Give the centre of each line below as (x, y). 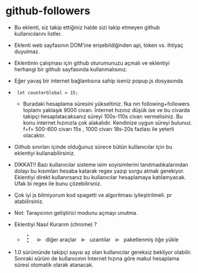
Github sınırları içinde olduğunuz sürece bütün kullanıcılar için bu (93, 147)
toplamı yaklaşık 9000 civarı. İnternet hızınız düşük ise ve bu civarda (106, 110)
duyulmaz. (27, 51)
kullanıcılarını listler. (38, 33)
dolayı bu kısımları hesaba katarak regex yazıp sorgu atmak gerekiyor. (99, 171)
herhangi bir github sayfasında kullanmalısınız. (71, 69)
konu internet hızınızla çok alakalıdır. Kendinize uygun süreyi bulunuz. (108, 122)
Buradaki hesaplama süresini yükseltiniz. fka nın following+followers (106, 104)
